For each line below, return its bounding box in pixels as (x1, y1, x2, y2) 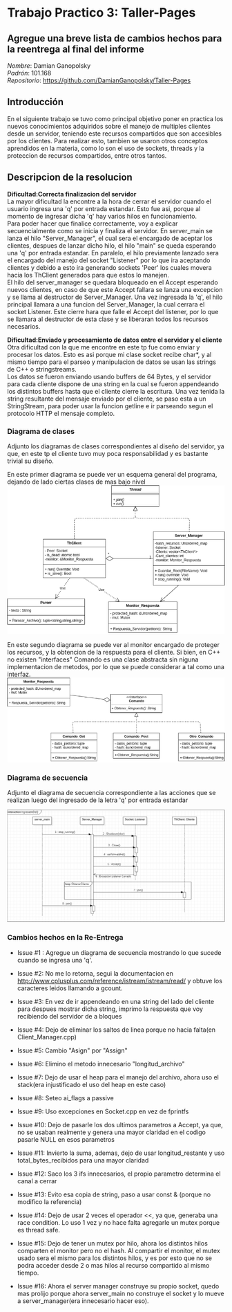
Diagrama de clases (7, 426, 75, 436)
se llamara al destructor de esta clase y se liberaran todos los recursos (7, 315, 209, 323)
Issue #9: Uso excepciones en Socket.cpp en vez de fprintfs (17, 1107, 189, 1115)
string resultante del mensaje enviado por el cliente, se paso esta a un (7, 394, 206, 403)
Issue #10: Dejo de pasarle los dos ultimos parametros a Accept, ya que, (17, 1120, 223, 1129)
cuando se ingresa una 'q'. (17, 956, 93, 964)
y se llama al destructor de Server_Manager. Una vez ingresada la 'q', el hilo (7, 293, 223, 301)
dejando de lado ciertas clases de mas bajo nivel (7, 477, 146, 486)
